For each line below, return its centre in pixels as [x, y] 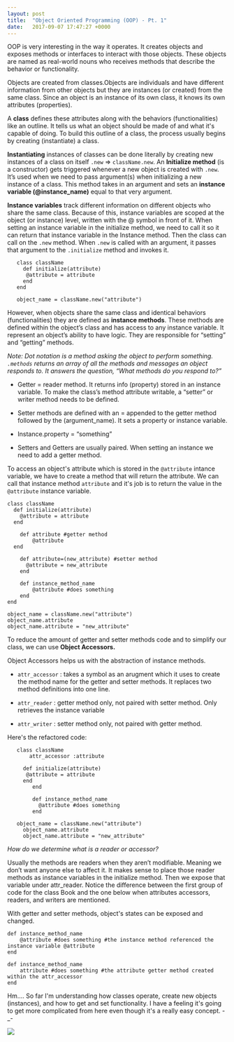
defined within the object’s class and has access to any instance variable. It [116, 327]
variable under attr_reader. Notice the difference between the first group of [115, 885]
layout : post [26, 14]
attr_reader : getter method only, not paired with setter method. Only [117, 703]
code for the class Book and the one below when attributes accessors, [109, 893]
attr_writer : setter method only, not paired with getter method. [110, 724]
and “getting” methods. [41, 343]
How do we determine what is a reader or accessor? [83, 849]
